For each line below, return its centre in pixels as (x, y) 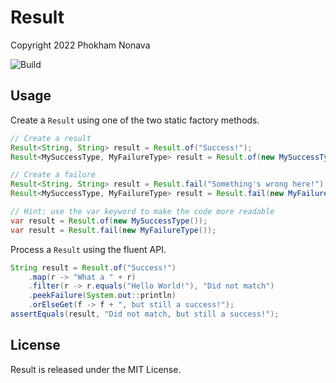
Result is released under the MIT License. (96, 369)
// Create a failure (53, 175)
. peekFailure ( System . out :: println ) (102, 296)
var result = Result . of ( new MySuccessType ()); (109, 221)
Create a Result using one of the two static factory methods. (135, 120)
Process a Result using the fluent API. (88, 249)
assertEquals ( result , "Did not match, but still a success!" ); (145, 314)
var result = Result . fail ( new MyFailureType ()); (113, 230)
